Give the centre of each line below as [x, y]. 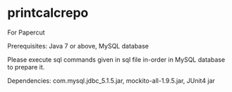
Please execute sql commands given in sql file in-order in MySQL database [116, 59]
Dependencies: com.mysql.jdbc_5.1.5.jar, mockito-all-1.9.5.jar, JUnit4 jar [111, 80]
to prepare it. [26, 67]
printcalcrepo [48, 13]
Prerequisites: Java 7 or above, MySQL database [78, 46]
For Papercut [26, 32]
